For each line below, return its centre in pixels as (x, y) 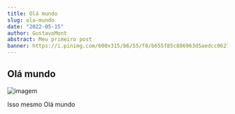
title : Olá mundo (33, 14)
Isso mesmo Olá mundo (41, 104)
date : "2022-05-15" (36, 26)
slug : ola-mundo (31, 20)
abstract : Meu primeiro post (50, 40)
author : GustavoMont (37, 33)
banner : (19, 46)
